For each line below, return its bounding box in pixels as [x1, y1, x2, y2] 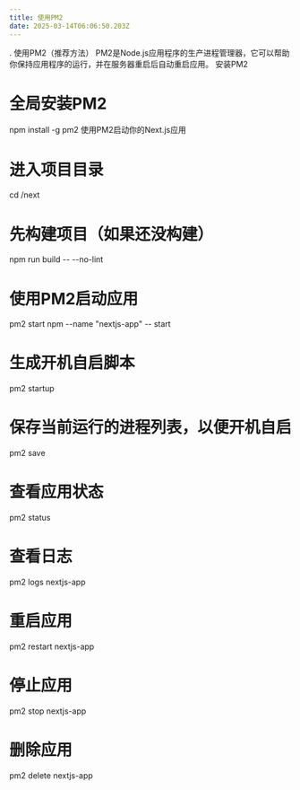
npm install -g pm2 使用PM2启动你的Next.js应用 [9, 125, 186, 136]
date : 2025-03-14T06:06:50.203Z [9, 22, 130, 31]
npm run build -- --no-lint [9, 254, 104, 265]
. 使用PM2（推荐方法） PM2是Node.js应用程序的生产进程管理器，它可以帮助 [9, 47, 290, 58]
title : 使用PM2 [9, 13, 64, 22]
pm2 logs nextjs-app [9, 576, 86, 587]
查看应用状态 [9, 482, 105, 503]
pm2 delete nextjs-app [9, 769, 94, 781]
